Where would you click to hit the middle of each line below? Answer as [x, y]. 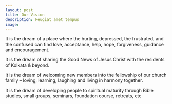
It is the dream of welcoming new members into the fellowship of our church [86, 75]
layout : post [19, 10]
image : [12, 24]
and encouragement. [27, 50]
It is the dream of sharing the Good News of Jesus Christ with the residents [85, 60]
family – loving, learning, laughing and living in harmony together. [74, 80]
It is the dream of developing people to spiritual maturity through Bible [80, 91]
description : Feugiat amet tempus [42, 19]
